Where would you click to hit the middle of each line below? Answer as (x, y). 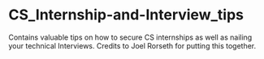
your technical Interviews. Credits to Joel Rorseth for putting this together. (132, 45)
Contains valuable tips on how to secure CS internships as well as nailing (130, 37)
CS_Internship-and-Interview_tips (126, 15)
